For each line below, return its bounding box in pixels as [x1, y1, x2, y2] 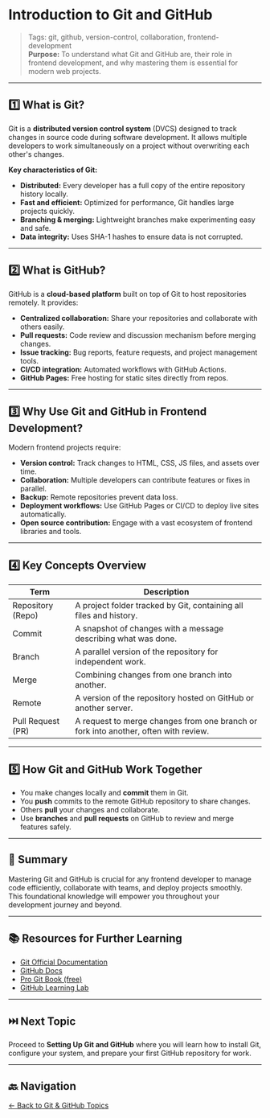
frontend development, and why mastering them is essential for [27, 58, 239, 68]
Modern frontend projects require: [8, 442, 121, 452]
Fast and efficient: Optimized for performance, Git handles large [19, 197, 235, 207]
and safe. [19, 223, 51, 232]
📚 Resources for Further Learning [8, 931, 182, 946]
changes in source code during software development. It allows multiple [8, 132, 247, 142]
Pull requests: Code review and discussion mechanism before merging [19, 330, 256, 339]
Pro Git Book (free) [19, 974, 83, 984]
